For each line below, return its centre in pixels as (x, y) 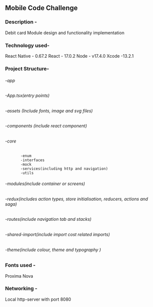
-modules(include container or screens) (45, 184)
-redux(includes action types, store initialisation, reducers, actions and (76, 199)
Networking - (21, 288)
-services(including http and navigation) (64, 168)
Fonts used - (20, 265)
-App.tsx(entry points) (27, 95)
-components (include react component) (46, 126)
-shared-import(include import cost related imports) (57, 234)
